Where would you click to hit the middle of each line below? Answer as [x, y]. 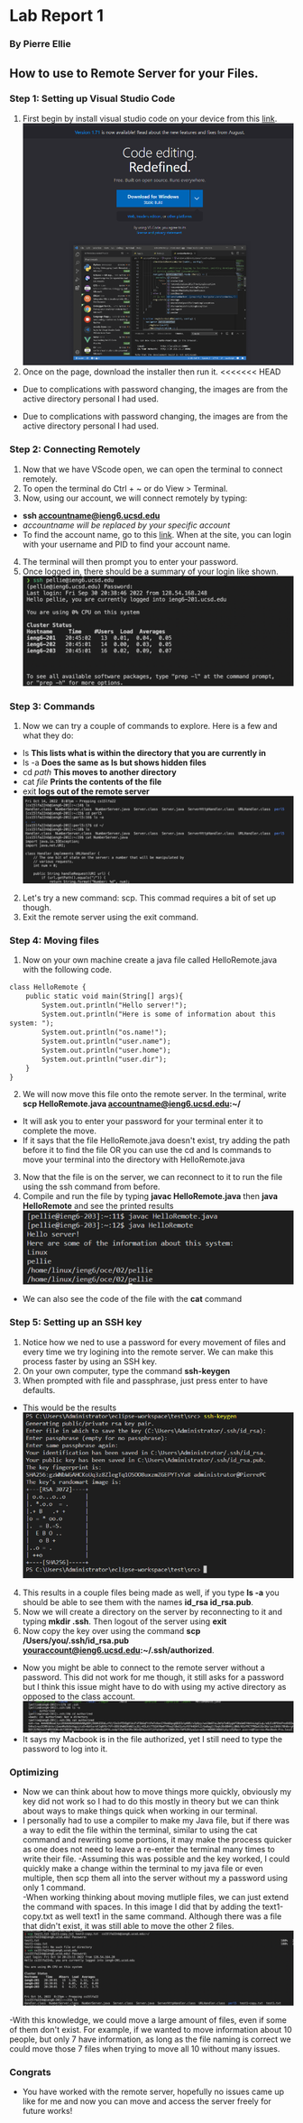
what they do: [48, 735]
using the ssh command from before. [91, 1186]
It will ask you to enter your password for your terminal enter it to [142, 1121]
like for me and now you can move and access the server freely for [147, 2101]
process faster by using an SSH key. [90, 1361]
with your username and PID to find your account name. [126, 544]
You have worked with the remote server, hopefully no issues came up [153, 2091]
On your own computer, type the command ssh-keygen [126, 1371]
